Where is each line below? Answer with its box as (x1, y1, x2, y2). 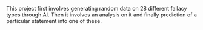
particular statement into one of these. (6, 18, 102, 24)
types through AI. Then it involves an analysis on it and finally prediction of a (6, 11, 197, 18)
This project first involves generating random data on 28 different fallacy (6, 5, 187, 12)
